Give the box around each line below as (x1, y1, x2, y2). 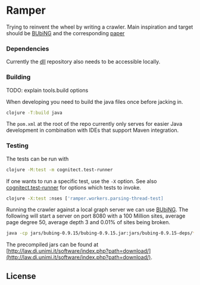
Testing (6, 141, 29, 150)
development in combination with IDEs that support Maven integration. (6, 126, 179, 134)
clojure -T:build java (6, 110, 62, 116)
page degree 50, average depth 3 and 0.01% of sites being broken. (6, 219, 171, 226)
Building (6, 73, 31, 81)
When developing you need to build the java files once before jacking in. (6, 98, 183, 105)
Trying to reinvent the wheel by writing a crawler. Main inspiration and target (6, 23, 193, 30)
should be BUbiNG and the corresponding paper (6, 29, 125, 36)
